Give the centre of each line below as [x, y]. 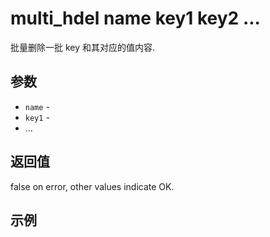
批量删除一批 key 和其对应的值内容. [83, 47]
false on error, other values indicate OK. [92, 186]
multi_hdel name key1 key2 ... [135, 18]
